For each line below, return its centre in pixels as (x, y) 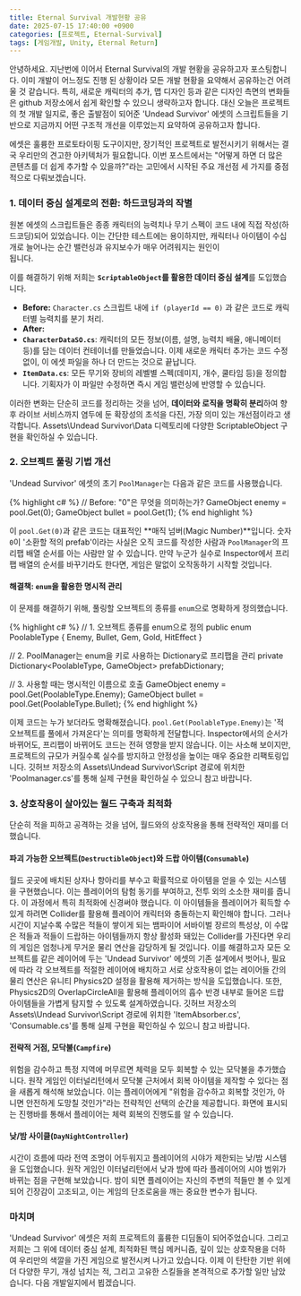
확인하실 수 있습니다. (62, 436)
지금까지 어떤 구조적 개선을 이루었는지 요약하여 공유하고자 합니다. (146, 125)
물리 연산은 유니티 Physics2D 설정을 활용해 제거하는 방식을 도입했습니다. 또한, (146, 981)
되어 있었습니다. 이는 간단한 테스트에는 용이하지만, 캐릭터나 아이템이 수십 (160, 236)
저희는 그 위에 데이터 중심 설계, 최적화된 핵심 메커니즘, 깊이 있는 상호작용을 (139, 1249)
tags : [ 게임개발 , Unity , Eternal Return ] (84, 43)
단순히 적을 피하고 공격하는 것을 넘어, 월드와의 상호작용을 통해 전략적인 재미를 (144, 825)
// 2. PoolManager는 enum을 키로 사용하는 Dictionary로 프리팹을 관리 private (146, 656)
